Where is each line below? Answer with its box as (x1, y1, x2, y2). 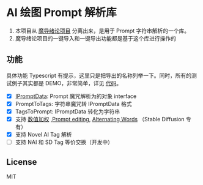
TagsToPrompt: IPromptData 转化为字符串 (15, 108, 120, 115)
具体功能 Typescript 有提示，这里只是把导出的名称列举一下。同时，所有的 (6, 72, 191, 79)
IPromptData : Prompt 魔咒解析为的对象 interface (15, 92, 137, 100)
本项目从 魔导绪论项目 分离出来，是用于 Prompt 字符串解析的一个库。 (15, 27, 190, 34)
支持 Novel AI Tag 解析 (15, 131, 72, 138)
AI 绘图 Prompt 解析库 (6, 6, 117, 20)
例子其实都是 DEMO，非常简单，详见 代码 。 (11, 79, 122, 86)
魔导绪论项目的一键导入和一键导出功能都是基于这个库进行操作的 (15, 34, 176, 42)
